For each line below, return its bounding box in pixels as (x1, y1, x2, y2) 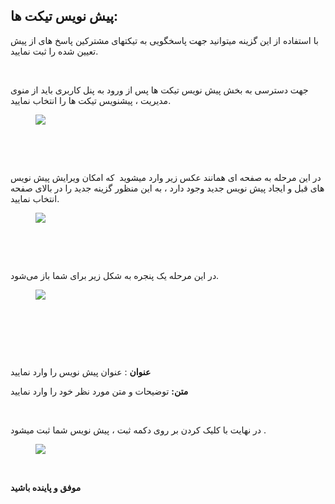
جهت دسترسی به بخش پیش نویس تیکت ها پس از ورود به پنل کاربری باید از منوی (10, 84, 309, 96)
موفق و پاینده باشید (10, 481, 82, 493)
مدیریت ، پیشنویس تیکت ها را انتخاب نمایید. (10, 94, 172, 106)
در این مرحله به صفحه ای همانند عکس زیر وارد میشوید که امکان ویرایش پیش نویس (10, 171, 322, 183)
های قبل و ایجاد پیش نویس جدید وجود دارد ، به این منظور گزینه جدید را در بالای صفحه (10, 182, 325, 194)
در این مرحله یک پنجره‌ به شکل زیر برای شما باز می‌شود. (10, 269, 220, 281)
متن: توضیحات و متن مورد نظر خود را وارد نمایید (10, 385, 189, 397)
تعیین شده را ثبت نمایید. (10, 45, 99, 57)
